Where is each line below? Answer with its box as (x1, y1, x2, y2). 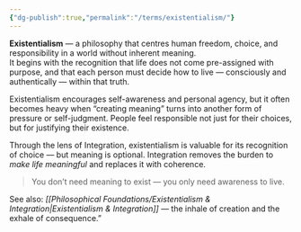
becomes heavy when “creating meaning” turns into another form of (9, 103, 262, 113)
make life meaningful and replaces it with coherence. (9, 158, 207, 169)
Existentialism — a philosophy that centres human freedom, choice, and (9, 38, 279, 49)
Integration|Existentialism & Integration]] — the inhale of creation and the (9, 203, 280, 214)
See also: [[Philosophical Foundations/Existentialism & (9, 193, 211, 204)
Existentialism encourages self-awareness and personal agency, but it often (9, 94, 290, 104)
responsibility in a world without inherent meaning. (9, 47, 197, 58)
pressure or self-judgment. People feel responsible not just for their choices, (9, 112, 292, 123)
